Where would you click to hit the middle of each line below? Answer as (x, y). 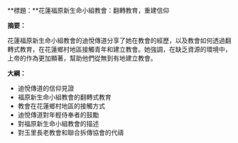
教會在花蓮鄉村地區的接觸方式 (61, 106)
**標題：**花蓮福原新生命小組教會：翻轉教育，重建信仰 (88, 10)
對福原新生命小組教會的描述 (58, 124)
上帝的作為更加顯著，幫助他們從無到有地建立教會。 (82, 58)
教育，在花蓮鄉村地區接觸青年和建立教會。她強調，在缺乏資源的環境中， (125, 49)
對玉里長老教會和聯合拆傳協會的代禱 (71, 132)
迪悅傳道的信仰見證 (46, 88)
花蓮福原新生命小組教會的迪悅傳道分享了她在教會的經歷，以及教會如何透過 (116, 40)
